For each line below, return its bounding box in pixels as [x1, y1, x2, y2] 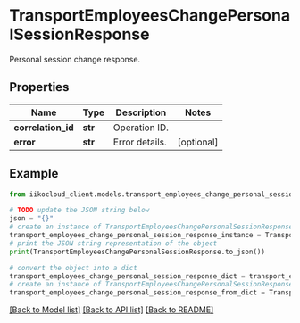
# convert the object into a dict [9, 263, 138, 272]
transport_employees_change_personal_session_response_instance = [9, 231, 262, 240]
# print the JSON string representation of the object [9, 238, 218, 248]
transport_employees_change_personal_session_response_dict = [9, 271, 246, 281]
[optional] [177, 136, 219, 148]
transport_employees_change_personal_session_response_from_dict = [9, 288, 266, 297]
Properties [9, 79, 70, 95]
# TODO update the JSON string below [9, 206, 150, 215]
